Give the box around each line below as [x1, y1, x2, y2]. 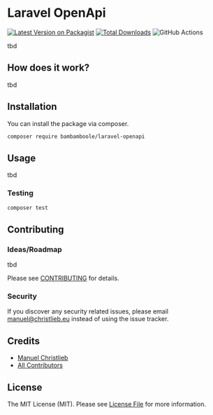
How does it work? [7, 62, 90, 74]
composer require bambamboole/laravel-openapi [7, 133, 145, 140]
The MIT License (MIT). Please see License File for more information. [7, 400, 206, 409]
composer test [7, 204, 49, 211]
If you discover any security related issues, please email [7, 307, 169, 316]
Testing [7, 188, 34, 198]
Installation [7, 101, 57, 113]
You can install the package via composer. [7, 119, 129, 127]
